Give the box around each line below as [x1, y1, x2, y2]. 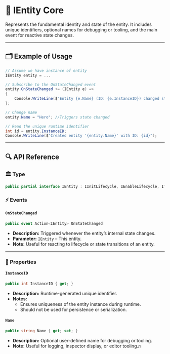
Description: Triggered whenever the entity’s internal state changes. [12, 230, 156, 236]
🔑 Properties [5, 258, 36, 265]
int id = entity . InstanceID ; [5, 129, 67, 134]
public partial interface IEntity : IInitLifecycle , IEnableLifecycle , [5, 184, 159, 189]
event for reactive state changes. [5, 32, 74, 38]
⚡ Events [5, 196, 27, 203]
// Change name [5, 110, 37, 115]
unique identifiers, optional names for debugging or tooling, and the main [5, 26, 158, 32]
